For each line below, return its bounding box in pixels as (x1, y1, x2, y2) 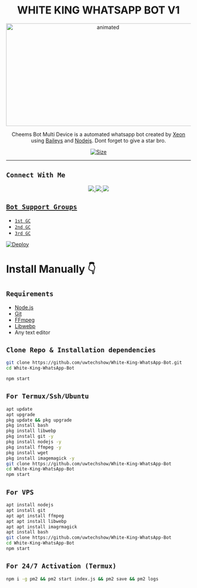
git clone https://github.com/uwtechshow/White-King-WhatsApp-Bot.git (6, 360, 182, 366)
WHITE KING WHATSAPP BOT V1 (17, 4, 180, 17)
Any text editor (14, 329, 51, 336)
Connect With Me (6, 171, 66, 180)
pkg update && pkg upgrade (6, 417, 72, 423)
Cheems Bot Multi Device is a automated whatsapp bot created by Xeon (11, 130, 186, 138)
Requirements (6, 290, 54, 298)
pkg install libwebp (6, 428, 57, 434)
